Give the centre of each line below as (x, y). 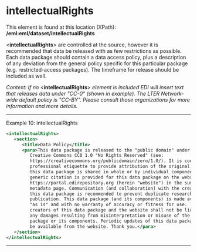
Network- (172, 93)
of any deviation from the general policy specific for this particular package (97, 63)
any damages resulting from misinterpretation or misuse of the (110, 216)
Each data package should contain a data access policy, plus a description (96, 57)
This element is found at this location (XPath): (61, 27)
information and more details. (42, 106)
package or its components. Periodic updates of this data (103, 221)
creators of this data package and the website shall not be (106, 210)
